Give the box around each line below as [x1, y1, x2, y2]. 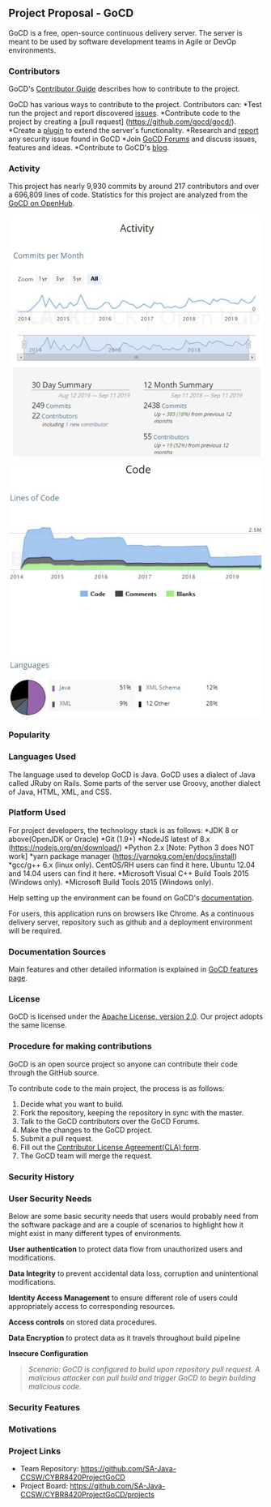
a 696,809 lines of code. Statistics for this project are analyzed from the [8, 190, 248, 200]
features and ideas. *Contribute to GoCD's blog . [8, 143, 170, 152]
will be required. [8, 925, 62, 935]
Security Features [8, 1402, 81, 1413]
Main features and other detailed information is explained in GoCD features [8, 964, 258, 974]
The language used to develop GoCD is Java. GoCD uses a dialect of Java [8, 770, 256, 779]
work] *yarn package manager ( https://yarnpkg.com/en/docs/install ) [8, 851, 237, 861]
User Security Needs [8, 1192, 92, 1204]
